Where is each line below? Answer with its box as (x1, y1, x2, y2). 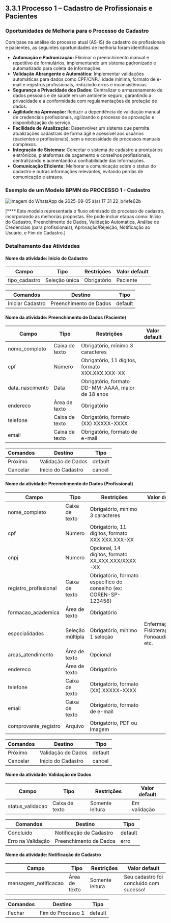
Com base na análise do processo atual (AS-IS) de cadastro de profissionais (5, 39, 165, 45)
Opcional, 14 (90, 544, 121, 551)
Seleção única (45, 277, 79, 284)
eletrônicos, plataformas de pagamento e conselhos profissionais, (12, 152, 152, 158)
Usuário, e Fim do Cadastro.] (5, 229, 66, 235)
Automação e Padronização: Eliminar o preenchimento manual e (12, 54, 149, 60)
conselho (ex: (90, 584, 123, 591)
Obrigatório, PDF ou (90, 719, 137, 726)
